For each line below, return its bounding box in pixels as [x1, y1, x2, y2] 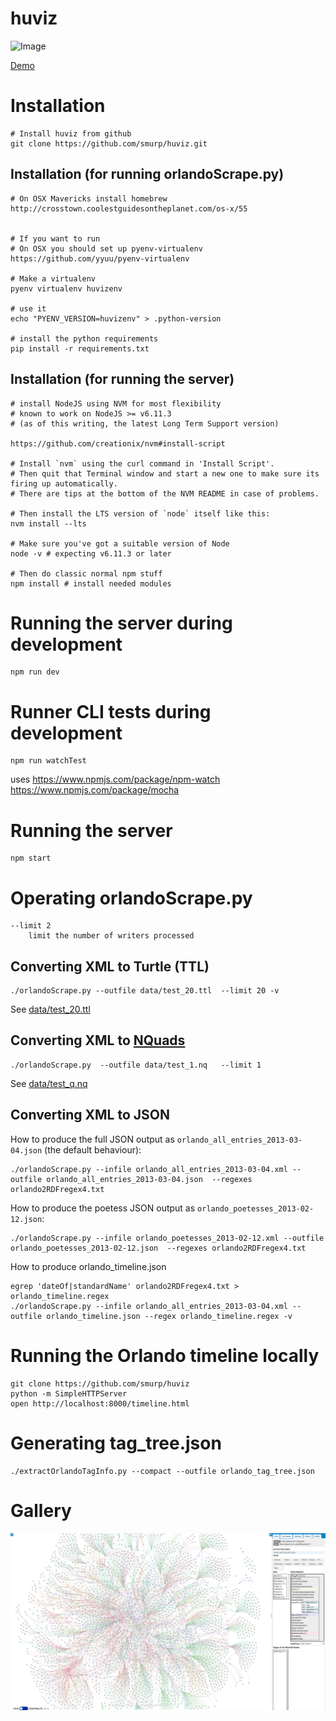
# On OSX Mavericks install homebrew [10, 193, 168, 204]
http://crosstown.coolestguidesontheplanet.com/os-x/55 [10, 203, 248, 214]
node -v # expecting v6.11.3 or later [10, 548, 172, 559]
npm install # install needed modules [10, 578, 172, 589]
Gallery [10, 1499, 72, 1522]
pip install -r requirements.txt [10, 343, 150, 354]
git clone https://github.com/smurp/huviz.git [10, 138, 208, 149]
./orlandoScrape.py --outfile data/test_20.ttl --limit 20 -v [10, 986, 280, 996]
